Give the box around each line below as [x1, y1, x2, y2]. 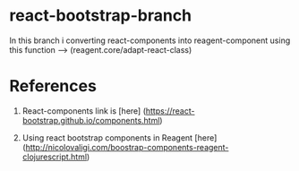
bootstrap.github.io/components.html [21, 115, 160, 125]
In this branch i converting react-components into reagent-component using [9, 35, 291, 46]
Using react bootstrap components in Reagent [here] [21, 132, 218, 143]
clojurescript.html [21, 151, 88, 162]
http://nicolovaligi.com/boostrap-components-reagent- [25, 141, 229, 152]
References [9, 76, 97, 97]
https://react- [145, 105, 195, 116]
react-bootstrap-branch [9, 5, 192, 26]
